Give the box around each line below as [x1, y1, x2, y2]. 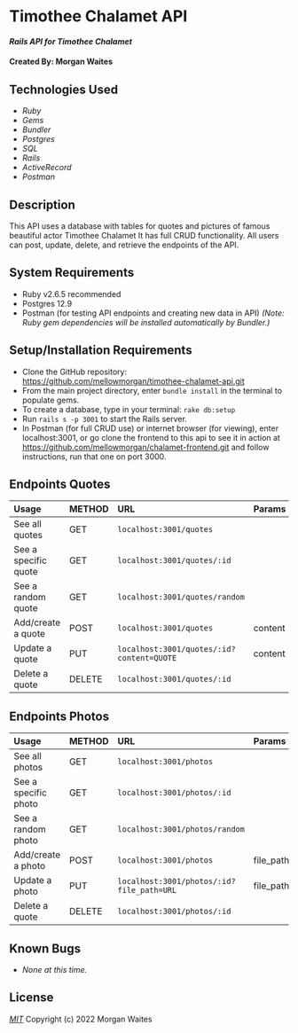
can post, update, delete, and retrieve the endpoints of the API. [9, 239, 239, 250]
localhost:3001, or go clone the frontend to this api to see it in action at [21, 432, 281, 442]
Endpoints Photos [9, 708, 109, 724]
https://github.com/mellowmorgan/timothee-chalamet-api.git [21, 375, 246, 387]
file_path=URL [117, 885, 177, 896]
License [9, 990, 54, 1006]
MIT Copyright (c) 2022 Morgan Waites [9, 1013, 153, 1024]
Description [9, 197, 75, 212]
